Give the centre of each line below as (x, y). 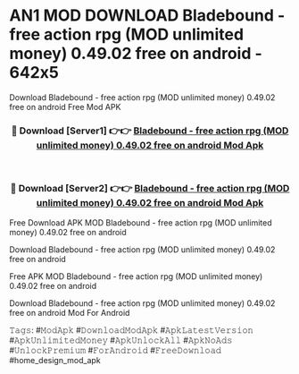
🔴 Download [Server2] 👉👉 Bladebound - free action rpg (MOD (150, 189)
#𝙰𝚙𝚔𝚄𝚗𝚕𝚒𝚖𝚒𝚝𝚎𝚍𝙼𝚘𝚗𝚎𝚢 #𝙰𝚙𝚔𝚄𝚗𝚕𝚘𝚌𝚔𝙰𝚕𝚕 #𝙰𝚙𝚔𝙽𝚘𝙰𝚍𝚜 (121, 340)
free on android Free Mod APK (65, 106)
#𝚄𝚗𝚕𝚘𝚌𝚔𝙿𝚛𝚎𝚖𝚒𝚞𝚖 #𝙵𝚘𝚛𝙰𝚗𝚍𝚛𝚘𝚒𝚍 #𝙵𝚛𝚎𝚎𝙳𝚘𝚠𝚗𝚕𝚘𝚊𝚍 (115, 350)
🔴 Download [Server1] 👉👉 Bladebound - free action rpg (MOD (150, 131)
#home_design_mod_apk (55, 360)
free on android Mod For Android (70, 312)
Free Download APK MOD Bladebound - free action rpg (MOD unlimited (141, 222)
